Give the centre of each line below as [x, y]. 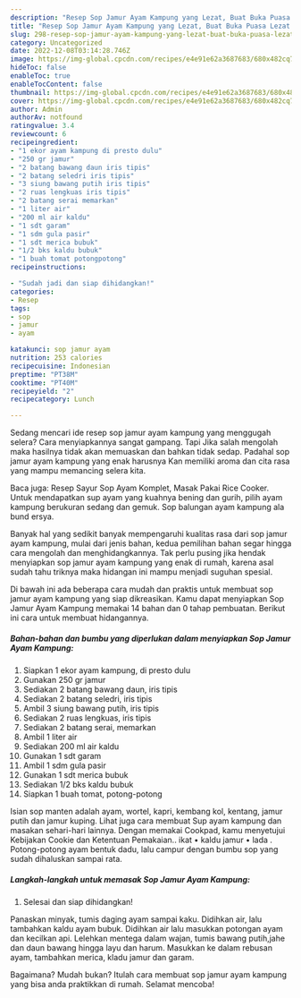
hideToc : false [38, 68]
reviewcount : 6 [38, 134]
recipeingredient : [44, 142]
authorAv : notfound [46, 117]
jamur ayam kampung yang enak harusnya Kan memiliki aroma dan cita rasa [150, 461]
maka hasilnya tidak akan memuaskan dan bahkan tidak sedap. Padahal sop [150, 452]
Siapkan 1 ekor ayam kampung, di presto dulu [107, 670]
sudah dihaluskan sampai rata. [67, 859]
